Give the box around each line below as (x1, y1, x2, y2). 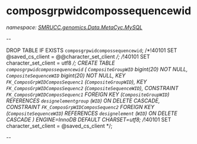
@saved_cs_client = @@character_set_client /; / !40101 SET (6, 53, 150, 60)
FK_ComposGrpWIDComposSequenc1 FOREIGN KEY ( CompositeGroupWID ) (6, 91, 170, 98)
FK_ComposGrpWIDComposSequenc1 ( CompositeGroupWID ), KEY (6, 78, 147, 85)
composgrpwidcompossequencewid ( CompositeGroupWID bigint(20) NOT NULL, (6, 65, 188, 72)
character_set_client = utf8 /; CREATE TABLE (6, 59, 116, 66)
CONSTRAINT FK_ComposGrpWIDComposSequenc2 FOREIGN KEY (6, 103, 155, 110)
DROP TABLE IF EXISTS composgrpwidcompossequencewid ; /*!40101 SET (6, 46, 177, 54)
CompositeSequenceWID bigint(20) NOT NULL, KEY (6, 72, 126, 79)
